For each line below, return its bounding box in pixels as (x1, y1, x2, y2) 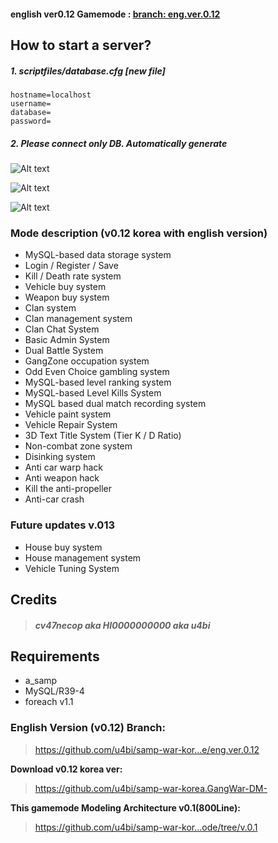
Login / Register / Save (24, 260, 119, 272)
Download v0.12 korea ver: (10, 763, 123, 775)
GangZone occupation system (24, 355, 150, 367)
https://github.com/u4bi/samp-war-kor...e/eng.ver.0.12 (34, 743, 260, 755)
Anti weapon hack (24, 472, 100, 484)
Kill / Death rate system (24, 270, 122, 282)
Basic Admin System (24, 334, 110, 346)
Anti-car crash (24, 493, 85, 505)
